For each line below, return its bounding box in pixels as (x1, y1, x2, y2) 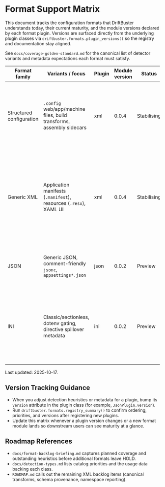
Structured (7, 109, 32, 116)
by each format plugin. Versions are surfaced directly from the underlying (5, 30, 154, 36)
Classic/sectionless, (43, 314, 90, 321)
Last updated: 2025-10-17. (5, 369, 58, 375)
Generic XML (7, 194, 38, 200)
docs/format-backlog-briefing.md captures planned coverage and (12, 450, 146, 456)
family (15, 73, 31, 80)
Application (43, 181, 70, 188)
